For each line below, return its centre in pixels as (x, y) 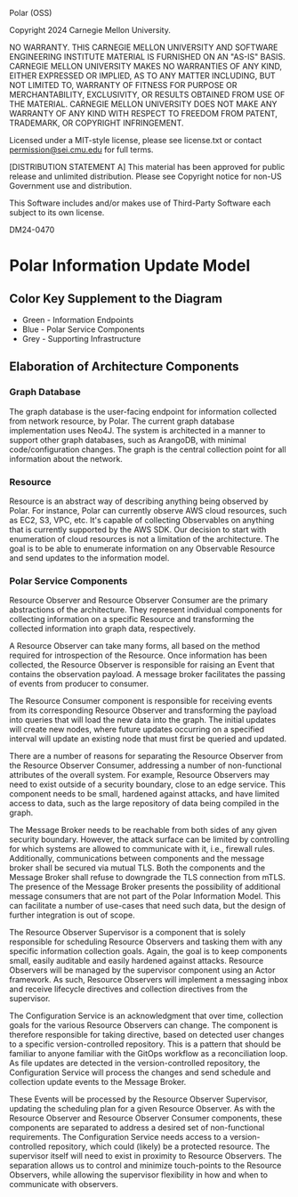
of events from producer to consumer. (79, 683)
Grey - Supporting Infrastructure (81, 339)
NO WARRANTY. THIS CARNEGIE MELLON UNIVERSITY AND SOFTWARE (144, 47)
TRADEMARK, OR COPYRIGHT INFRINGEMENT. (97, 123)
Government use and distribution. (70, 186)
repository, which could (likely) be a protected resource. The (159, 1146)
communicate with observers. (64, 1185)
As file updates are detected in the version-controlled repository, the (135, 1064)
